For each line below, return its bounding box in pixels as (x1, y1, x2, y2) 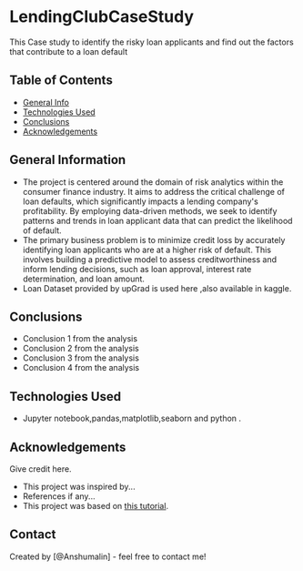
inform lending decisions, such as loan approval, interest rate (22, 263, 252, 274)
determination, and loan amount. (22, 273, 146, 284)
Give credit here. (9, 464, 72, 474)
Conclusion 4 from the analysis (22, 362, 139, 373)
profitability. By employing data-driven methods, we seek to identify (22, 205, 278, 216)
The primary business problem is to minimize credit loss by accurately (22, 234, 286, 245)
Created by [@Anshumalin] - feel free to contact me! (9, 551, 207, 562)
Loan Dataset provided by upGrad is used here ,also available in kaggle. (22, 282, 292, 293)
